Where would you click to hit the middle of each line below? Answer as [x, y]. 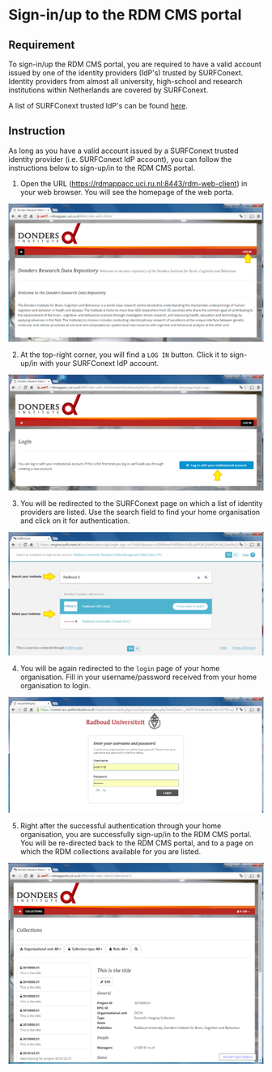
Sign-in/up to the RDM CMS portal [125, 15]
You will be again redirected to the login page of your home [120, 669]
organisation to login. [55, 686]
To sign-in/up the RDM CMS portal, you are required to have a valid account [135, 64]
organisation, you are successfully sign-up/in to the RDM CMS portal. [136, 835]
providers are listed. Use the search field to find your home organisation [140, 513]
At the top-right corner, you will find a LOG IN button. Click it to [124, 355]
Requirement [42, 45]
